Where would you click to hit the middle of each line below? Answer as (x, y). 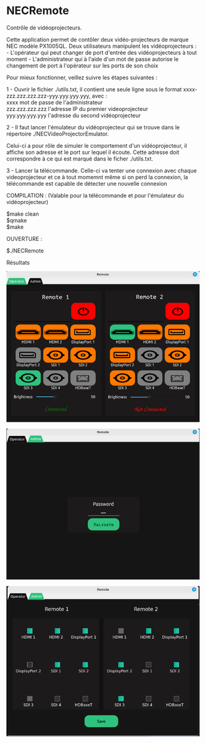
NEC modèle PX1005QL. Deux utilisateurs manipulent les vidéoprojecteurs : (101, 46)
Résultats (18, 262)
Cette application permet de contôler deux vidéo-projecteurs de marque (97, 39)
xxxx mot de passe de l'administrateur (55, 102)
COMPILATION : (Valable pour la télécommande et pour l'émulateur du (95, 195)
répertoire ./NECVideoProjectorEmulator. (58, 134)
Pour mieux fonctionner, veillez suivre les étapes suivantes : (82, 77)
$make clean (23, 214)
